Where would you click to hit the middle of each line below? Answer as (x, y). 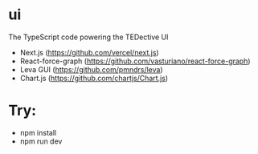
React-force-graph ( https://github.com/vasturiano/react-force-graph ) (135, 61)
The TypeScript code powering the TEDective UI (88, 37)
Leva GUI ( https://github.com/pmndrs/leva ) (91, 69)
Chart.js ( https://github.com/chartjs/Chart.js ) (94, 78)
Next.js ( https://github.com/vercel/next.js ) (89, 52)
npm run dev (41, 141)
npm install (38, 132)
